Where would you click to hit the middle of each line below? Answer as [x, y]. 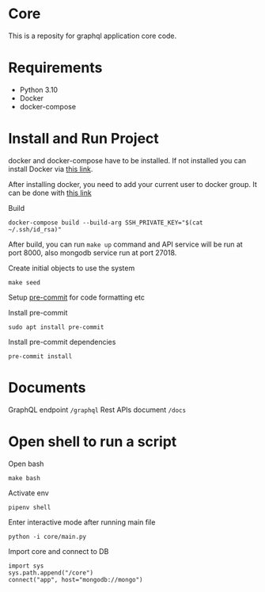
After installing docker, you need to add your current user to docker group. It [132, 184]
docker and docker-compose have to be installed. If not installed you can [127, 160]
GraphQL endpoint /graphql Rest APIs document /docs [97, 410]
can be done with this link [50, 193]
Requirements [55, 68]
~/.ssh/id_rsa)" [35, 229]
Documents [47, 388]
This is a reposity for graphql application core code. [93, 36]
